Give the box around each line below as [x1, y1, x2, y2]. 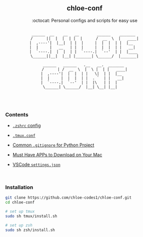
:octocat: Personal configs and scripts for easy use [32, 17, 137, 23]
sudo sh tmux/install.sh [5, 214, 57, 219]
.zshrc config [12, 123, 41, 129]
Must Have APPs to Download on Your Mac [12, 152, 102, 158]
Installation [5, 184, 34, 191]
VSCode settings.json [12, 162, 60, 168]
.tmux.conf [12, 133, 36, 138]
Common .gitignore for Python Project [12, 142, 95, 148]
